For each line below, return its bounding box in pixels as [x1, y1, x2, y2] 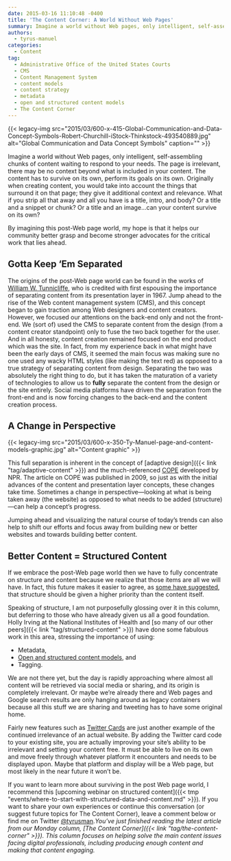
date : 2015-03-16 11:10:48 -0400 [8, 10, 104, 17]
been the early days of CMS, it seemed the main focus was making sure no [8, 349, 220, 357]
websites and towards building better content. [8, 531, 138, 539]
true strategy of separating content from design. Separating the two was [8, 364, 212, 372]
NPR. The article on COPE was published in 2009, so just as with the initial [8, 474, 218, 482]
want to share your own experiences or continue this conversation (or [8, 803, 205, 811]
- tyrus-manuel [14, 36, 58, 43]
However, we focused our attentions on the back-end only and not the [8, 313, 206, 321]
